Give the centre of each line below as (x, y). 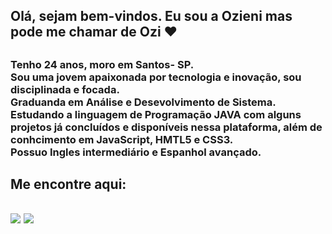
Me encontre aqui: (68, 184)
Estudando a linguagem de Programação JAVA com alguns (156, 114)
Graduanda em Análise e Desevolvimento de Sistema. (143, 102)
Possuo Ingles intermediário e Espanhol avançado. (136, 152)
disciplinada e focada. (65, 89)
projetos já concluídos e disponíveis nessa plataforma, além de (166, 127)
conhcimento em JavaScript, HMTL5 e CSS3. (122, 139)
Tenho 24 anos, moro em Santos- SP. (102, 64)
